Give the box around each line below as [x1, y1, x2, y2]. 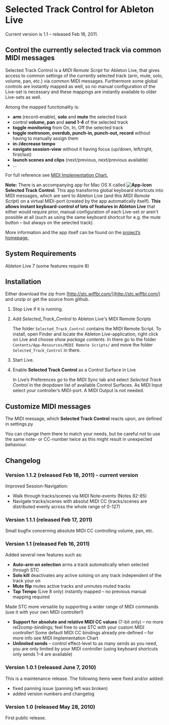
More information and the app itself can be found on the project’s [5, 229, 141, 235]
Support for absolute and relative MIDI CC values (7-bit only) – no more [12, 619, 163, 625]
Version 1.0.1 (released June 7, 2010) [5, 664, 96, 671]
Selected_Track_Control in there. [12, 347, 81, 353]
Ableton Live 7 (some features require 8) [5, 262, 89, 269]
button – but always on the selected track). [5, 219, 94, 225]
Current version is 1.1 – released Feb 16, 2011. [5, 31, 98, 37]
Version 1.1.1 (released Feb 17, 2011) [5, 516, 92, 523]
